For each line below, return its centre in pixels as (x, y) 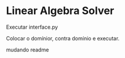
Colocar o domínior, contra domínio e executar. (63, 38)
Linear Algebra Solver (60, 11)
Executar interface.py (32, 27)
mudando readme (28, 50)
